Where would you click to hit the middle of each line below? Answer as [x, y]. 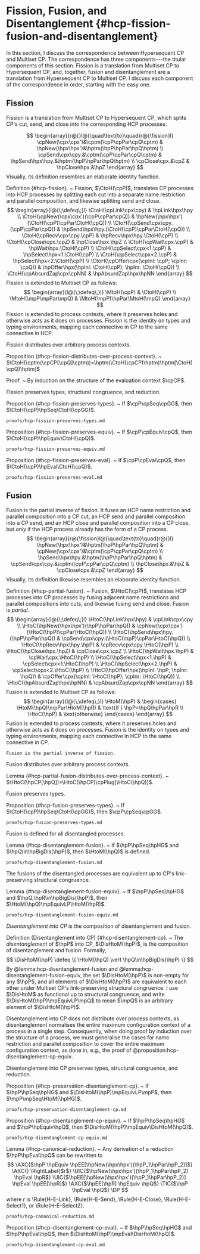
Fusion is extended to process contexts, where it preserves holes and [91, 723]
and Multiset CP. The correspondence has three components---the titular [96, 59]
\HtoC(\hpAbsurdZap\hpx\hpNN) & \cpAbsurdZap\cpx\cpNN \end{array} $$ [100, 682]
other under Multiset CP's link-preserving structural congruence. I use [92, 987]
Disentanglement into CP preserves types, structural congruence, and [92, 1068]
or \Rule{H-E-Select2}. [57, 1205]
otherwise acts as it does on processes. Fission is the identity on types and [98, 320]
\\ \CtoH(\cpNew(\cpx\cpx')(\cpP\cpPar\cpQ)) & [76, 216]
